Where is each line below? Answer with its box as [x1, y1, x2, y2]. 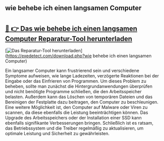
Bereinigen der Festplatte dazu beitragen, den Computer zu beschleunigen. [5, 99, 159, 105]
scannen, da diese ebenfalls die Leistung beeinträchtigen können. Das [5, 109, 148, 115]
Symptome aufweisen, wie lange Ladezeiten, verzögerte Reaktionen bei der [5, 73, 159, 78]
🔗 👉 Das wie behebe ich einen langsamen [5, 24, 137, 33]
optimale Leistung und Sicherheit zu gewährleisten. [5, 131, 110, 136]
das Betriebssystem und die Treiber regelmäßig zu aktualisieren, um [5, 125, 144, 131]
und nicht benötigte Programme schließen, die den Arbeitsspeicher [5, 89, 142, 94]
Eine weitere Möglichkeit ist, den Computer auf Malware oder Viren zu [5, 105, 148, 110]
